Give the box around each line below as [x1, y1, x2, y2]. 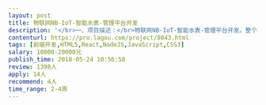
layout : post [8, 11, 51, 20]
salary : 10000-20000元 [8, 48, 82, 56]
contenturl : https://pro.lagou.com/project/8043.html [8, 33, 190, 42]
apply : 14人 [8, 70, 47, 78]
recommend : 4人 [8, 77, 57, 85]
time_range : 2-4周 [8, 84, 68, 93]
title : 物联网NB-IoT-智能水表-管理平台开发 [8, 19, 139, 27]
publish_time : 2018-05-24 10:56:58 [8, 56, 126, 64]
